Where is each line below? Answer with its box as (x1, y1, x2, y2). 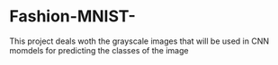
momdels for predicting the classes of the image (9, 45, 189, 55)
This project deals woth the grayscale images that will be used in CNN (9, 36, 270, 46)
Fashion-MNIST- (9, 6, 137, 27)
